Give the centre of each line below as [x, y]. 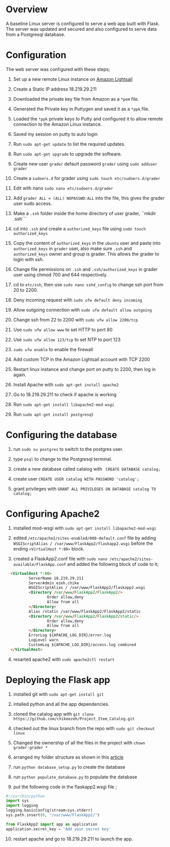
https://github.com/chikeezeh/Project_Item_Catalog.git [74, 719]
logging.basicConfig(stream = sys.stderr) [50, 810]
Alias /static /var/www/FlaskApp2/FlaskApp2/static [84, 611]
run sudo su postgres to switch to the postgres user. [68, 449]
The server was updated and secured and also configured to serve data [81, 29]
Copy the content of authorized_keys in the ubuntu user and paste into [87, 243]
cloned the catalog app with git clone [53, 714]
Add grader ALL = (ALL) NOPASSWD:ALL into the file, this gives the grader [89, 198]
